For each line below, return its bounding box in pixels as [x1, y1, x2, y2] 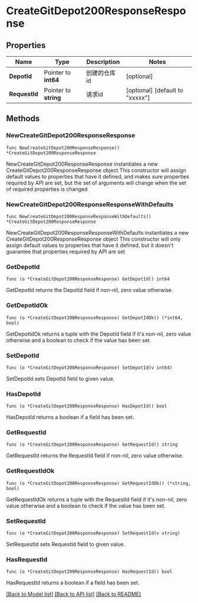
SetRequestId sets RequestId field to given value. [6, 541, 126, 548]
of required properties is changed [6, 185, 88, 193]
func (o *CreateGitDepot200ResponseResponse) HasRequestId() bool [6, 569, 173, 575]
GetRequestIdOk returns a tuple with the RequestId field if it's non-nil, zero [6, 495, 187, 503]
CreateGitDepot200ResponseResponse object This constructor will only [6, 235, 181, 242]
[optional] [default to [126, 86, 184, 94]
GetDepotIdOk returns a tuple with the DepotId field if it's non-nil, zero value [6, 330, 192, 338]
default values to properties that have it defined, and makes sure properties [6, 173, 190, 180]
